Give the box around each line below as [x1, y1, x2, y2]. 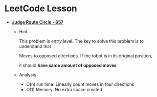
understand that [19, 43, 52, 49]
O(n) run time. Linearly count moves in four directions [26, 81, 135, 87]
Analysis [19, 72, 36, 77]
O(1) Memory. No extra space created [26, 86, 102, 92]
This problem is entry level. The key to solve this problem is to [19, 38, 144, 44]
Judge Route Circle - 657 [11, 19, 64, 25]
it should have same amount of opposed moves [19, 62, 117, 68]
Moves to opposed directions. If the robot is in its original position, [19, 52, 153, 59]
